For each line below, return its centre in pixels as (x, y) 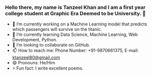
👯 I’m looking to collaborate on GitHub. (51, 45)
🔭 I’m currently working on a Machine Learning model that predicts (79, 24)
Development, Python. (35, 40)
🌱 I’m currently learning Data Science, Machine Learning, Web (75, 35)
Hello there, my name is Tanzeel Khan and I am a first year (75, 7)
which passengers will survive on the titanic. (57, 29)
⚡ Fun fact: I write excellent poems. (48, 68)
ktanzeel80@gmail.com (36, 57)
